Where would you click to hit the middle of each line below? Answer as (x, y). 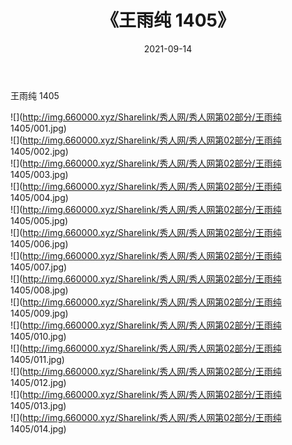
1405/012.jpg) (38, 382)
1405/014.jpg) (38, 428)
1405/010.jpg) (38, 336)
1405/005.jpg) (39, 220)
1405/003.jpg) (39, 174)
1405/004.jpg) (39, 197)
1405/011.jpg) (37, 359)
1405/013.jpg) (38, 405)
